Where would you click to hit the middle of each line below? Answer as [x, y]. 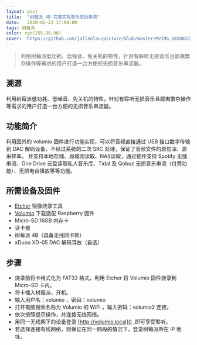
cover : [14, 39]
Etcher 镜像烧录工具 [39, 206]
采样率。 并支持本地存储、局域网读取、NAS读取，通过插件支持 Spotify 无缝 [97, 156]
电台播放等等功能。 [52, 171]
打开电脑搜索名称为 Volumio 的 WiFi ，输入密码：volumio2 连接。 [93, 307]
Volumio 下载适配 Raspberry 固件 [55, 213]
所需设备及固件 [33, 191]
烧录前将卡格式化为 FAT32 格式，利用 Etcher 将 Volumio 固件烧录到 [96, 278]
